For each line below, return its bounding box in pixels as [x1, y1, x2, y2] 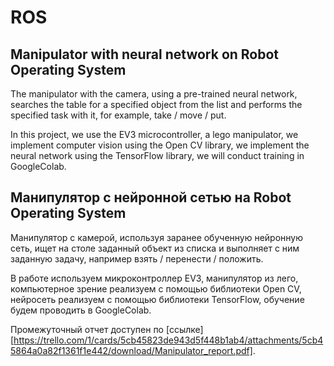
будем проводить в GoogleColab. [10, 304, 152, 316]
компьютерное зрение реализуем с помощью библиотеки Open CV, [10, 282, 302, 295]
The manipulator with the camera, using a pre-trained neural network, [10, 88, 298, 100]
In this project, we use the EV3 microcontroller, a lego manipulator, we [10, 129, 299, 140]
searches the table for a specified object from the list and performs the [10, 99, 303, 110]
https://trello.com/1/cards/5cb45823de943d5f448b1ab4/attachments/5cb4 [13, 334, 324, 346]
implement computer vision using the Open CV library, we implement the [10, 139, 310, 151]
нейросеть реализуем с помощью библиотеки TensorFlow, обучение [10, 293, 305, 305]
